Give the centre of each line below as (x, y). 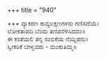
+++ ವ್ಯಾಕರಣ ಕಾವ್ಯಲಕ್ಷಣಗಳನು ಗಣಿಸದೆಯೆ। (53, 23)
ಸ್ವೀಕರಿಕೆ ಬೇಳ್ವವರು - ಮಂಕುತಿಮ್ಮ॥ (42, 47)
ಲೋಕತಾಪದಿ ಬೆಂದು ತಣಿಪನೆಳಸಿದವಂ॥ (46, 31)
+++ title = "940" (32, 10)
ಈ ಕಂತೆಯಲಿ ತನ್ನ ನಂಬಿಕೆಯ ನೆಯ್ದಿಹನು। (48, 39)
